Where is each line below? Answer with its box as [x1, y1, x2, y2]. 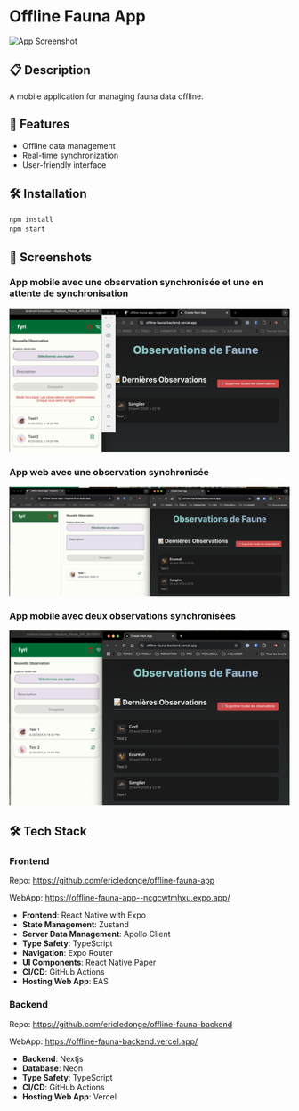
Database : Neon [21, 1063, 83, 1074]
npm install [9, 216, 53, 225]
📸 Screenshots [9, 250, 93, 265]
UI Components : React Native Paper [21, 957, 157, 968]
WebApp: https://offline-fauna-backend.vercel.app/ [9, 1036, 198, 1047]
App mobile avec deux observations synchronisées [9, 609, 236, 621]
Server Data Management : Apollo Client [21, 929, 171, 940]
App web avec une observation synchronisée [9, 465, 209, 478]
